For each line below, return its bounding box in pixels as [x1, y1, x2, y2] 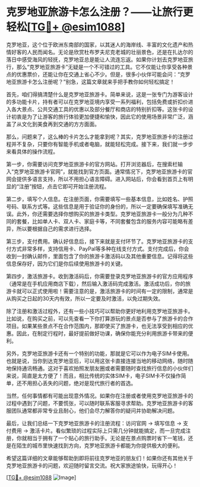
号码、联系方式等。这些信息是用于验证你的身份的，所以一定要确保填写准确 [6, 203, 188, 210]
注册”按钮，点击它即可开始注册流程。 [18, 182, 110, 190]
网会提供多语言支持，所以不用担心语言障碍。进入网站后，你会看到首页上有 [6, 175, 188, 182]
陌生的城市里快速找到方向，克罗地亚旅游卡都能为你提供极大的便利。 [16, 442, 183, 449]
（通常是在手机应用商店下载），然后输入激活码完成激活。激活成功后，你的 [6, 280, 186, 287]
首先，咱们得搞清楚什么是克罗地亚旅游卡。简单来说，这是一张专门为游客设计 [6, 90, 193, 98]
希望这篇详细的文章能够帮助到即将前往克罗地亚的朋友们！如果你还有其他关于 [6, 454, 193, 461]
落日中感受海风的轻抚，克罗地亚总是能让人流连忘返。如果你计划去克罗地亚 [6, 56, 188, 63]
